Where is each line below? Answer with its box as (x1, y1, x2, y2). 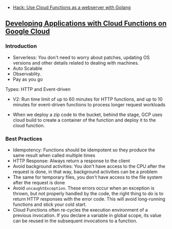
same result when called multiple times (12, 152, 95, 158)
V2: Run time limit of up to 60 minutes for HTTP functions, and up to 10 (12, 96, 163, 102)
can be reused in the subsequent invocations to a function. (12, 218, 138, 224)
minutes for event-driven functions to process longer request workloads (12, 101, 166, 107)
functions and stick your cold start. (12, 201, 87, 207)
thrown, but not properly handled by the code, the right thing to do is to (12, 190, 164, 197)
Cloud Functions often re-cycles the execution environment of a (12, 206, 148, 213)
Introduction (5, 43, 37, 50)
